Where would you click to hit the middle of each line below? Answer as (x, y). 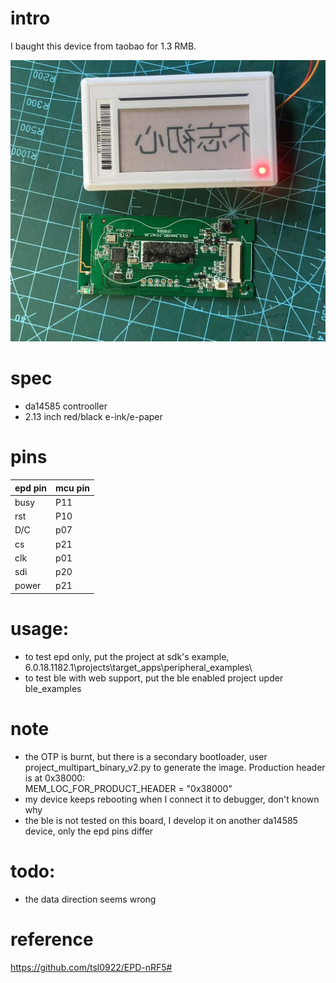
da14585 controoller (66, 406)
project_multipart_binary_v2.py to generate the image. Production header (175, 767)
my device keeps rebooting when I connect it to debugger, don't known (172, 799)
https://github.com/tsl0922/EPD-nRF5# (91, 967)
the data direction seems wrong (90, 899)
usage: (40, 629)
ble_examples (53, 688)
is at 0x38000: (55, 778)
